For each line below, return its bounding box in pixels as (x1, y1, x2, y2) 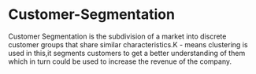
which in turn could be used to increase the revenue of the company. (8, 57, 232, 66)
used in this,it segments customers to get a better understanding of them (8, 48, 246, 57)
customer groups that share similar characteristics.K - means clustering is (8, 39, 248, 49)
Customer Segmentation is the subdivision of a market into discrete (8, 31, 227, 41)
